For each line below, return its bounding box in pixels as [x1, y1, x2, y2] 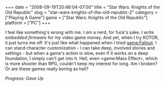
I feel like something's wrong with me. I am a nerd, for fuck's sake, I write [5, 29, 154, 35]
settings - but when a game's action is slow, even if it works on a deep [5, 50, 148, 56]
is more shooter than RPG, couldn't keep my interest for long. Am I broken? [5, 61, 158, 66]
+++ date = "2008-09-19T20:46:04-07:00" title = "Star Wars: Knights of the [5, 4, 161, 10]
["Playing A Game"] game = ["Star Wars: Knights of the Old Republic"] [5, 15, 148, 20]
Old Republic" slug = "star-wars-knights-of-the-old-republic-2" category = [5, 9, 158, 15]
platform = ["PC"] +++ [5, 20, 51, 26]
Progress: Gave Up [5, 76, 44, 81]
